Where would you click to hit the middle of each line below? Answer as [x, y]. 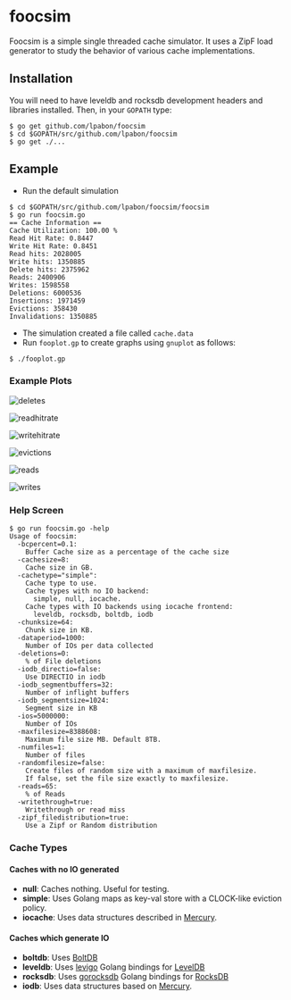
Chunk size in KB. [59, 630]
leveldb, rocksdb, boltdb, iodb [93, 615]
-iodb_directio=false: [59, 670]
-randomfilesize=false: [61, 763]
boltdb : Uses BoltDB [60, 958]
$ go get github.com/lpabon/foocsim [77, 126]
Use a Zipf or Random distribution [91, 826]
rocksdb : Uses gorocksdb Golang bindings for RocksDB [125, 977]
